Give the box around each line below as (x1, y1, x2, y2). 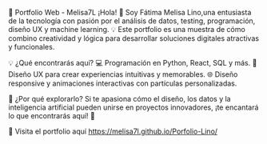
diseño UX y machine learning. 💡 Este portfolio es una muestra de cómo (8, 25, 245, 34)
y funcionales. (8, 42, 55, 51)
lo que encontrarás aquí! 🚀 (8, 111, 96, 120)
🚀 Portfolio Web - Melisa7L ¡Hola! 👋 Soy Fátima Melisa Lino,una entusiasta (8, 8, 252, 17)
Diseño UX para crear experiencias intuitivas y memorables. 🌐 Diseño (8, 70, 238, 79)
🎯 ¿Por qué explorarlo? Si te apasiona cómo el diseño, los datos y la (8, 94, 231, 103)
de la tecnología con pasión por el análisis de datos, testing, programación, (8, 16, 256, 26)
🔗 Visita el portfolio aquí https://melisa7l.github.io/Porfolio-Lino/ (8, 126, 218, 136)
